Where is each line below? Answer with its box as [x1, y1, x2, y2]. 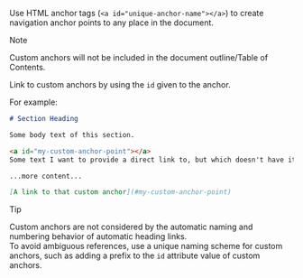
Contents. [9, 62, 46, 72]
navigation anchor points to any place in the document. [9, 17, 215, 28]
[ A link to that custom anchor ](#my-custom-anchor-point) [9, 188, 232, 197]
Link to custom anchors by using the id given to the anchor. [9, 79, 232, 89]
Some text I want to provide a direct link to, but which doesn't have [9, 155, 284, 164]
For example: [9, 97, 59, 107]
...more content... [9, 171, 83, 181]
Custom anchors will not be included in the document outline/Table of [9, 52, 269, 62]
